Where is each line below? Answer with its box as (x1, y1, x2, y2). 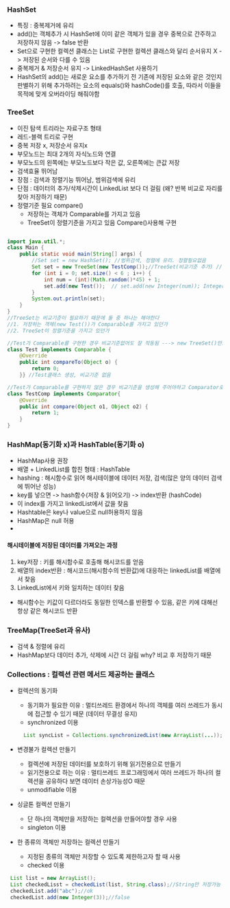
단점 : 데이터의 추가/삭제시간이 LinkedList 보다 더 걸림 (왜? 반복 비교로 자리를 (16, 184, 223, 192)
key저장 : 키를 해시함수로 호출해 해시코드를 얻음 (16, 557, 144, 566)
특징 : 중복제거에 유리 (16, 21, 74, 30)
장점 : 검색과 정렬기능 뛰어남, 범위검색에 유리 (16, 175, 136, 183)
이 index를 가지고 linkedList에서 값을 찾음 (16, 500, 129, 508)
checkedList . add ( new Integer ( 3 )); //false (10, 894, 130, 900)
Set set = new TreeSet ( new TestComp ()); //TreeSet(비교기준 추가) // (31, 264, 222, 270)
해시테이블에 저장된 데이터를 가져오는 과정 (7, 541, 118, 549)
